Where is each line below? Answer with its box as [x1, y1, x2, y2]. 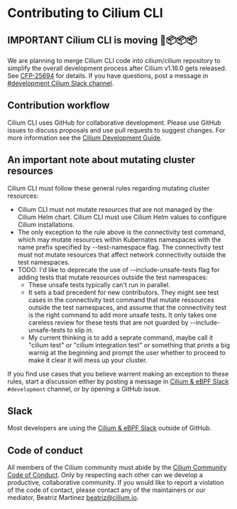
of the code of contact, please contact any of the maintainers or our [7, 486, 206, 494]
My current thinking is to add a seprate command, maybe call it [28, 333, 214, 342]
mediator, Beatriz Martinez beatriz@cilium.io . [7, 493, 139, 502]
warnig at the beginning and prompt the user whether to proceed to [28, 348, 226, 357]
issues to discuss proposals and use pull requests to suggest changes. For [7, 125, 226, 134]
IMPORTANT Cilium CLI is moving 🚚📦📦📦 [7, 34, 197, 46]
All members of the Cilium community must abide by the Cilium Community [7, 463, 227, 472]
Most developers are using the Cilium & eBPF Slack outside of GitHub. [7, 424, 212, 432]
